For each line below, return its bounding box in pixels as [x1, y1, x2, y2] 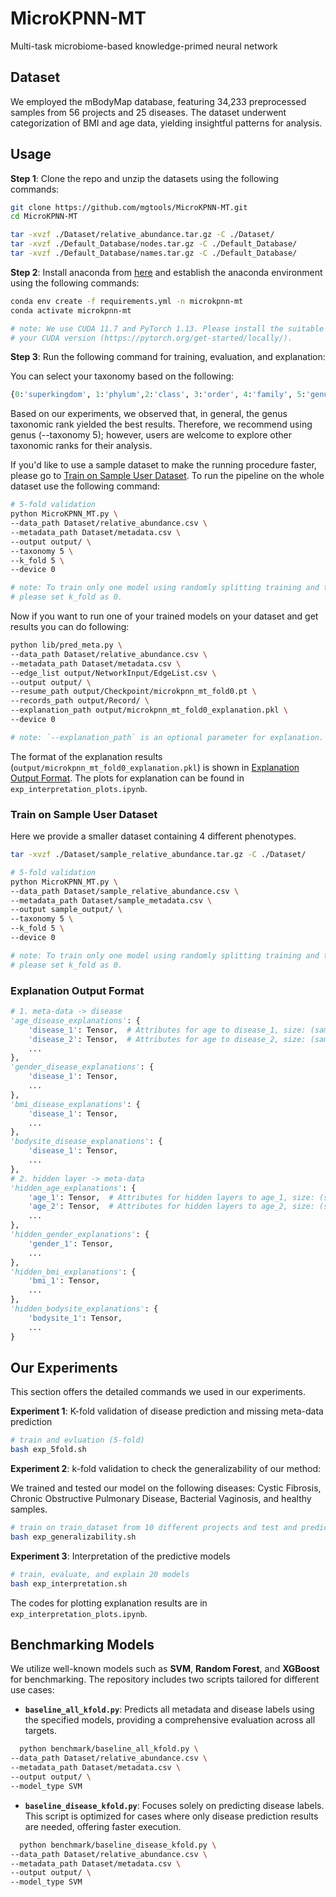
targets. [24, 1725, 57, 1737]
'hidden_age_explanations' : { [10, 1183, 137, 1193]
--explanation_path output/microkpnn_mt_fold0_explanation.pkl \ [10, 705, 288, 716]
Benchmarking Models [10, 1636, 155, 1653]
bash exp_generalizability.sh [10, 1532, 137, 1542]
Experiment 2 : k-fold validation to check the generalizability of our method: [10, 1463, 321, 1475]
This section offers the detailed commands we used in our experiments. [10, 1386, 307, 1398]
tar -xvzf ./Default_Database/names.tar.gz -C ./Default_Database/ [10, 248, 298, 259]
